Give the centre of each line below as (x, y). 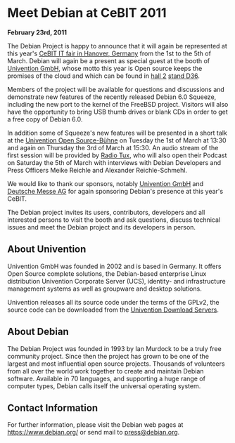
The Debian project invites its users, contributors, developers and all (106, 212)
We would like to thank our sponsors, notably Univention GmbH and (106, 183)
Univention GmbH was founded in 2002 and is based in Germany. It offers (114, 266)
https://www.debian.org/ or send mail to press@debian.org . (94, 432)
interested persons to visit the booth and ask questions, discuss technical (114, 220)
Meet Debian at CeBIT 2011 (87, 13)
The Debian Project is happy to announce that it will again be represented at (117, 46)
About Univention (47, 250)
